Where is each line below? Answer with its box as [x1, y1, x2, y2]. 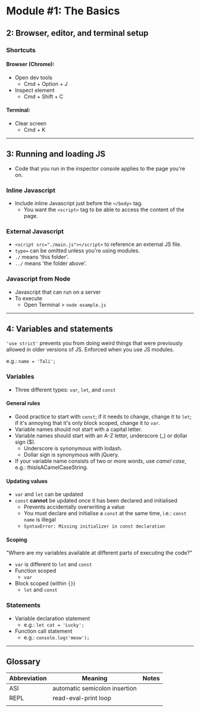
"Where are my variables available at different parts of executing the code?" [6, 549, 192, 556]
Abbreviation [9, 674, 47, 683]
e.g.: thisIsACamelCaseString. [14, 464, 88, 471]
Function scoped [14, 567, 57, 574]
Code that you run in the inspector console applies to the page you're [14, 165, 186, 172]
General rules [6, 400, 40, 407]
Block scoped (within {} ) [14, 580, 76, 587]
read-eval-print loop [52, 694, 111, 702]
